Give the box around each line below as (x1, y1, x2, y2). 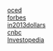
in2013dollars (7, 21, 46, 29)
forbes (7, 13, 26, 22)
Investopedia (7, 36, 45, 44)
